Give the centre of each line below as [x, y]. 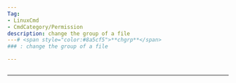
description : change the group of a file [69, 33]
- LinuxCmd [23, 20]
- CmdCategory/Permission [45, 27]
